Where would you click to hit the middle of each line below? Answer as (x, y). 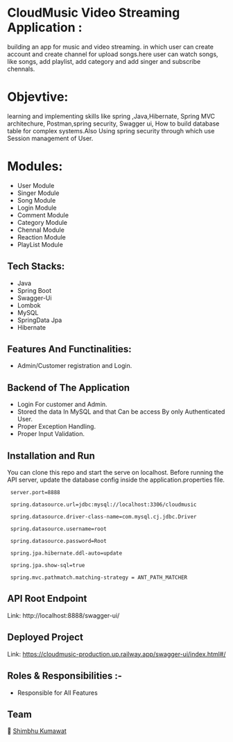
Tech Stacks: (36, 266)
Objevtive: (38, 97)
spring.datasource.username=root (59, 529)
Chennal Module (41, 230)
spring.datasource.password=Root (59, 541)
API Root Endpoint (47, 599)
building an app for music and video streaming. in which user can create (110, 47)
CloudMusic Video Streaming (94, 13)
